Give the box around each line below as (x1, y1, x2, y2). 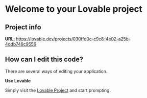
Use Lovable (5, 77, 31, 84)
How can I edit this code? (5, 55, 83, 64)
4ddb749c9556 (5, 41, 37, 47)
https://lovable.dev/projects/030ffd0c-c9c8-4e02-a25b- (16, 36, 131, 42)
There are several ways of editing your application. (5, 68, 108, 74)
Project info (5, 23, 42, 31)
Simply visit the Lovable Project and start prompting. (5, 87, 111, 93)
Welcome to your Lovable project (5, 3, 143, 15)
